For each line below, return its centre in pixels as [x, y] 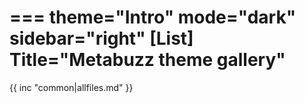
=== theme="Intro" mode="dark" [153, 17]
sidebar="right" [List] [101, 38]
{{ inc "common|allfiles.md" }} [71, 87]
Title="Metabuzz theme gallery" [147, 60]
